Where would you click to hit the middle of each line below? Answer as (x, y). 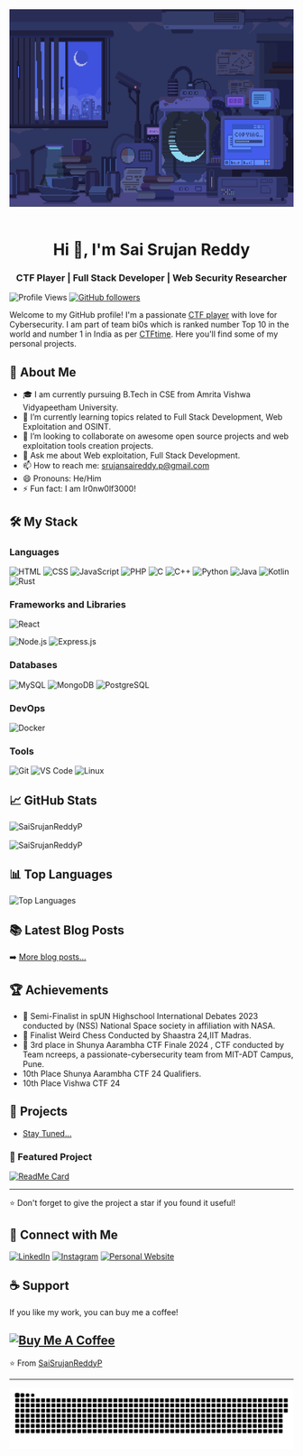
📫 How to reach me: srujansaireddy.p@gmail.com (116, 466)
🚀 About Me (43, 372)
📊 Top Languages (61, 875)
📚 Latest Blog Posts (67, 930)
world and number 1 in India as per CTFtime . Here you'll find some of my (144, 334)
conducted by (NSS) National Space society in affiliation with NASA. (149, 1026)
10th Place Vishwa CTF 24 (71, 1083)
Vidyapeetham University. (70, 408)
